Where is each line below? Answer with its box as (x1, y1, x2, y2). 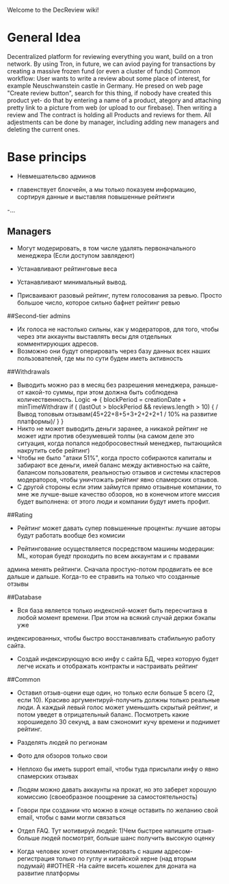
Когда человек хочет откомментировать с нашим (16, 847, 163, 855)
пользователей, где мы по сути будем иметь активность (16, 354, 183, 362)
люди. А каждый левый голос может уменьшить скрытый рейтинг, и (16, 703, 218, 711)
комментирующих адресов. (16, 339, 99, 348)
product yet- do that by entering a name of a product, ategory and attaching (7, 96, 221, 104)
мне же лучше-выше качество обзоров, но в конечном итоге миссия (16, 490, 220, 498)
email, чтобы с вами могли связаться (16, 813, 126, 822)
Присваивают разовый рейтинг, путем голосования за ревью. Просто (16, 291, 222, 299)
